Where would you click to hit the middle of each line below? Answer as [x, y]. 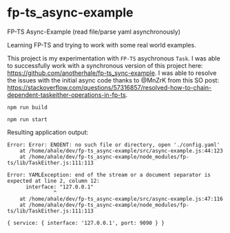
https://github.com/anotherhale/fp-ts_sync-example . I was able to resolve [112, 73]
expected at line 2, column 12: [53, 181]
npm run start [28, 119]
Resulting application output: [48, 132]
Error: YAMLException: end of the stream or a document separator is [109, 175]
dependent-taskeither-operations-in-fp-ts [66, 95]
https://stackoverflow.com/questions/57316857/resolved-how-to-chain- [109, 87]
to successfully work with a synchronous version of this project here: [105, 65]
